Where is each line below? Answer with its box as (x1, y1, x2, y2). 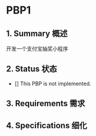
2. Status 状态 (6, 64, 57, 74)
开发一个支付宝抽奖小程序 (6, 45, 68, 52)
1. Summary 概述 (6, 28, 68, 38)
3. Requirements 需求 (6, 98, 85, 109)
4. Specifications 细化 (6, 120, 87, 130)
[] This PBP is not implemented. (14, 80, 91, 87)
